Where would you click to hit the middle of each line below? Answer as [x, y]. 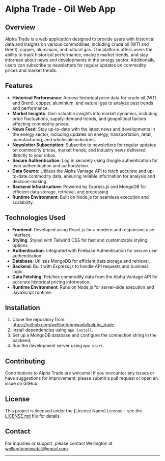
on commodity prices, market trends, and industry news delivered [79, 150]
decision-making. [30, 181]
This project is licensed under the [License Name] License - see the [74, 411]
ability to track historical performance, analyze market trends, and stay [77, 55]
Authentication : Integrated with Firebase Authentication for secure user [85, 250]
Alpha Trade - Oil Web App [60, 9]
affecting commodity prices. [41, 123]
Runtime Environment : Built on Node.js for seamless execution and [80, 197]
